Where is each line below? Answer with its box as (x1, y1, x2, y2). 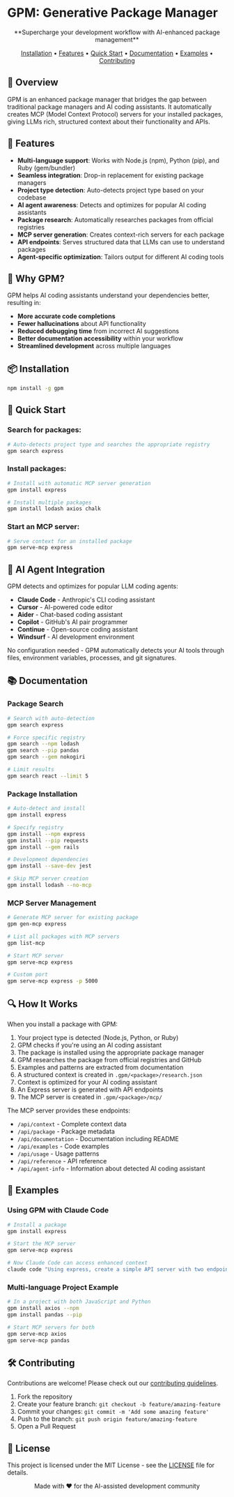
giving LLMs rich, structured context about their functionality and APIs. (7, 117, 210, 126)
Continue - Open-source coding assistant (17, 625, 138, 634)
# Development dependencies (7, 856, 89, 863)
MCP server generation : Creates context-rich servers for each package (17, 230, 225, 239)
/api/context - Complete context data (17, 1120, 127, 1128)
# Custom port (7, 971, 49, 978)
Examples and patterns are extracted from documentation (17, 1063, 184, 1071)
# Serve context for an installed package (7, 537, 132, 545)
